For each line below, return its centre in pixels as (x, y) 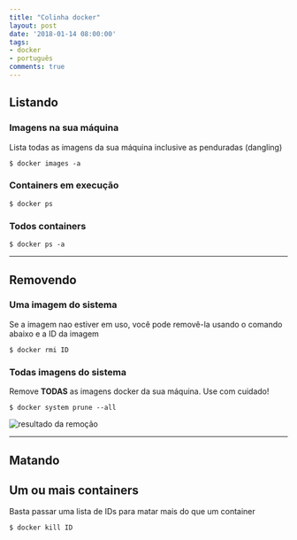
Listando (34, 103)
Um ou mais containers (74, 490)
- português (31, 58)
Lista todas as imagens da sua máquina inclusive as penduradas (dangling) (146, 147)
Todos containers (48, 226)
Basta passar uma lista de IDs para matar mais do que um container (133, 512)
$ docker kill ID (41, 528)
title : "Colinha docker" (55, 17)
